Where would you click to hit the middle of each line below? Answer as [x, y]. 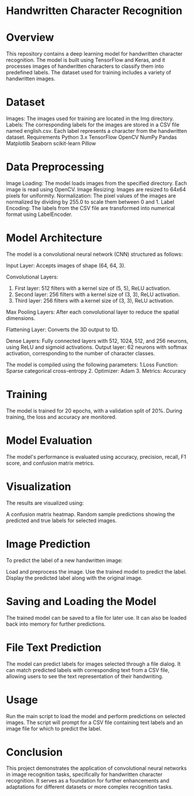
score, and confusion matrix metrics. [50, 463]
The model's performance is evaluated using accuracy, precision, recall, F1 [96, 457]
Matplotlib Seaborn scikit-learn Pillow [51, 143]
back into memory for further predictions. [56, 624]
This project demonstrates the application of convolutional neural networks [96, 768]
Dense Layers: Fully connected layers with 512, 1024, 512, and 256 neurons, [97, 341]
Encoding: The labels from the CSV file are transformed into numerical [91, 208]
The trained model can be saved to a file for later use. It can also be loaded [96, 617]
